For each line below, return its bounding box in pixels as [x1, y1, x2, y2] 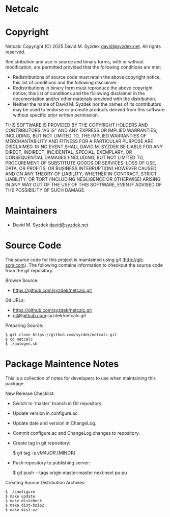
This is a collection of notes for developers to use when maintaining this [5, 375, 156, 381]
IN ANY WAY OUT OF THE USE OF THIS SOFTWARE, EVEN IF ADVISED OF [5, 182, 162, 188]
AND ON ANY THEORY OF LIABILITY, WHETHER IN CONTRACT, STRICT [5, 171, 157, 177]
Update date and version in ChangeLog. [12, 420, 97, 426]
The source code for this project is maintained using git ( [5, 256, 124, 263]
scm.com [5, 262, 25, 268]
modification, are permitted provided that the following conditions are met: [5, 64, 161, 70]
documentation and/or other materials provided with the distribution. [12, 96, 156, 102]
